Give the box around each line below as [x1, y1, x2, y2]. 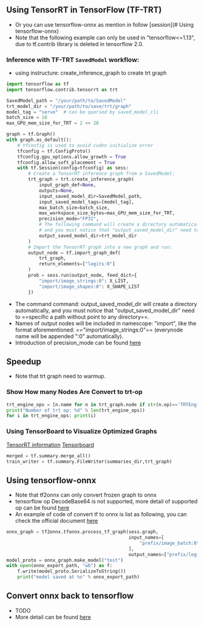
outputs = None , [38, 188, 75, 194]
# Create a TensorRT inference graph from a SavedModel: [28, 171, 175, 177]
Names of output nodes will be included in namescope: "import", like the [15, 319, 197, 327]
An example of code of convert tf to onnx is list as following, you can [15, 511, 187, 518]
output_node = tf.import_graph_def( [28, 250, 121, 256]
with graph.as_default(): [6, 137, 72, 143]
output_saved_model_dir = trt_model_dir [38, 233, 137, 239]
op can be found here [15, 504, 70, 512]
